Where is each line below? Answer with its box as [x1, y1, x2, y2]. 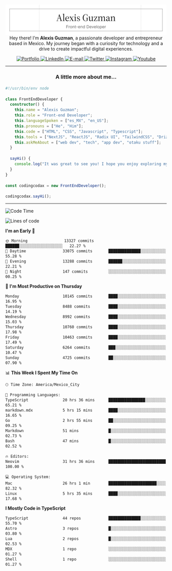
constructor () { [10, 102, 45, 107]
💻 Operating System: [5, 475, 51, 480]
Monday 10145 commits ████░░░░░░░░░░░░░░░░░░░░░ [5, 294, 166, 299]
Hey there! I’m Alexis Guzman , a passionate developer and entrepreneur [9, 35, 163, 41]
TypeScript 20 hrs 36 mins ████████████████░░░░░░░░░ [5, 398, 166, 403]
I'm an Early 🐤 [5, 228, 35, 234]
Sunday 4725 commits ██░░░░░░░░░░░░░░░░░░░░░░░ [5, 355, 166, 360]
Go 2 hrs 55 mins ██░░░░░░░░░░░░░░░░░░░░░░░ [5, 418, 166, 423]
